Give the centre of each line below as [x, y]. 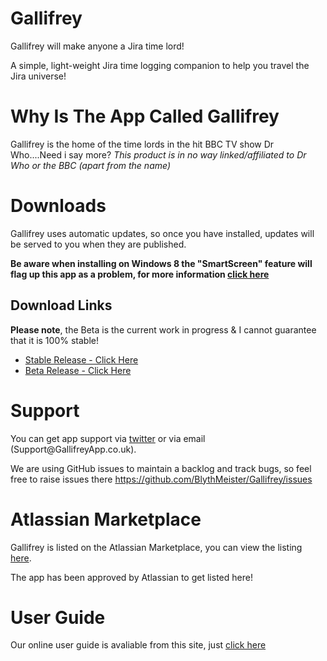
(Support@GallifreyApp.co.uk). [73, 449]
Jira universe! [38, 76]
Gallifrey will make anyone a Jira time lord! [97, 46]
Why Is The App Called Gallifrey [145, 116]
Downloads [58, 206]
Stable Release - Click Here [81, 359]
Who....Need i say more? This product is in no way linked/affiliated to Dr [158, 154]
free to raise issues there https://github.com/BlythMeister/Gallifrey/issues [161, 479]
